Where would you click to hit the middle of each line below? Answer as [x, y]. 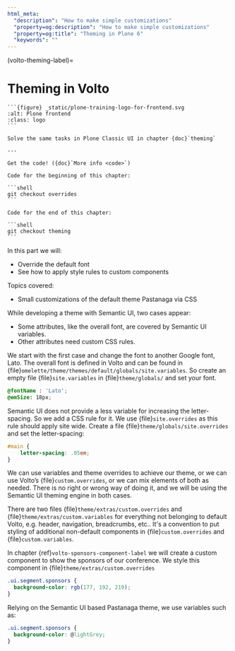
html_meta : [23, 14]
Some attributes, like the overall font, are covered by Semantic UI [112, 327]
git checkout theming [39, 231]
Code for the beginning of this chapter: [69, 176]
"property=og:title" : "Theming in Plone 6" [78, 34]
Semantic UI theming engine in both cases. [70, 495]
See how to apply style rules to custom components [93, 272]
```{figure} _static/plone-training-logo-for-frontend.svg [96, 108]
